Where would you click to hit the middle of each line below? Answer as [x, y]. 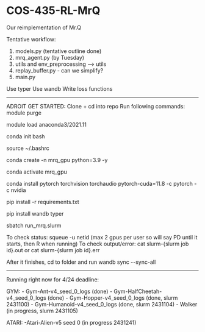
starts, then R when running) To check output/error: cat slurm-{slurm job [98, 244]
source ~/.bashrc [28, 148]
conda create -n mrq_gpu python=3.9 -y [57, 160]
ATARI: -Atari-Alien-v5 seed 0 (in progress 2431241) [71, 322]
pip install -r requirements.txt [43, 202]
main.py [25, 77]
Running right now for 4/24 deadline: [53, 279]
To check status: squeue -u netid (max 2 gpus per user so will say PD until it [102, 237]
